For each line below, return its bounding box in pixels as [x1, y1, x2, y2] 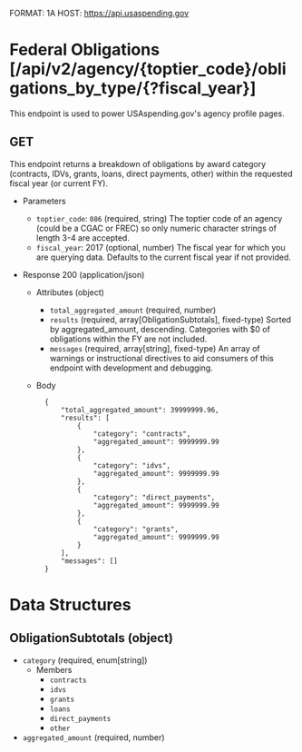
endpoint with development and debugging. [49, 362, 213, 373]
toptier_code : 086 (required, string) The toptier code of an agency [35, 213, 283, 223]
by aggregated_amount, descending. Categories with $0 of [49, 323, 270, 334]
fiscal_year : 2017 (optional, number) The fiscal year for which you [35, 242, 286, 252]
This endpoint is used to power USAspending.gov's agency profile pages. [9, 108, 285, 119]
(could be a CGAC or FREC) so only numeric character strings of [35, 223, 277, 233]
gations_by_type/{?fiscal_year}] [9, 78, 257, 99]
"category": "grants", [93, 524, 180, 534]
